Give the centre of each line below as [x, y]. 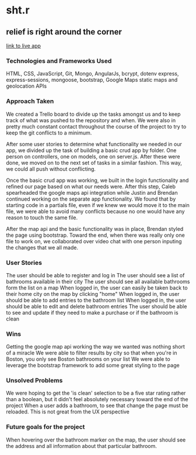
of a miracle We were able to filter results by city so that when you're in [92, 353]
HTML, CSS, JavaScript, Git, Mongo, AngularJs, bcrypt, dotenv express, [92, 74]
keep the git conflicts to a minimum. [49, 133]
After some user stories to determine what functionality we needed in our [94, 144]
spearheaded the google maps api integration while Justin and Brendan [92, 192]
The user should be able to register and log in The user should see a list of [95, 275]
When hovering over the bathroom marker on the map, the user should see [96, 440]
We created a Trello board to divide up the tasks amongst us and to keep [93, 114]
